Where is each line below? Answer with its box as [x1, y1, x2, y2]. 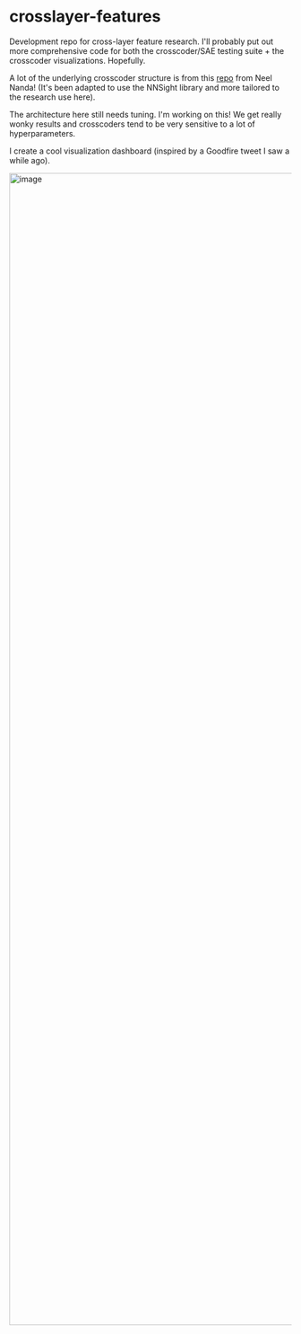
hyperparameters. [9, 128, 76, 138]
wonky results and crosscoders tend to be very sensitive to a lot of [9, 119, 255, 129]
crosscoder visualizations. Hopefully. [9, 55, 146, 66]
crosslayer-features [9, 6, 161, 27]
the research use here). [9, 92, 96, 102]
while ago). [9, 155, 51, 165]
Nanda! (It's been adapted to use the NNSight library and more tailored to [9, 82, 280, 93]
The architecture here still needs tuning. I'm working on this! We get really [9, 109, 282, 119]
